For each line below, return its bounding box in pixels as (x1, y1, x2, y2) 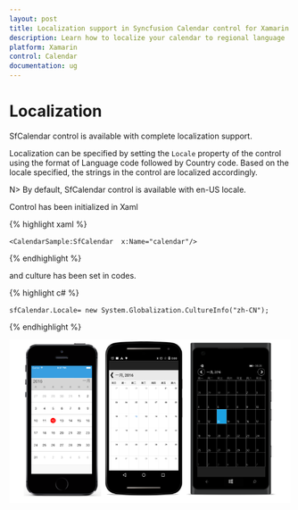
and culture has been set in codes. (9, 270, 137, 280)
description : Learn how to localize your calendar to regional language (9, 33, 286, 42)
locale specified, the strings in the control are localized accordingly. (9, 166, 259, 178)
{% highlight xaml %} (9, 219, 87, 230)
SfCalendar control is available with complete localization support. (9, 130, 252, 141)
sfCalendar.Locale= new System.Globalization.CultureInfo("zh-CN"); (9, 305, 269, 314)
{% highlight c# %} (9, 287, 79, 298)
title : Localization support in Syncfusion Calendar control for (9, 23, 257, 33)
